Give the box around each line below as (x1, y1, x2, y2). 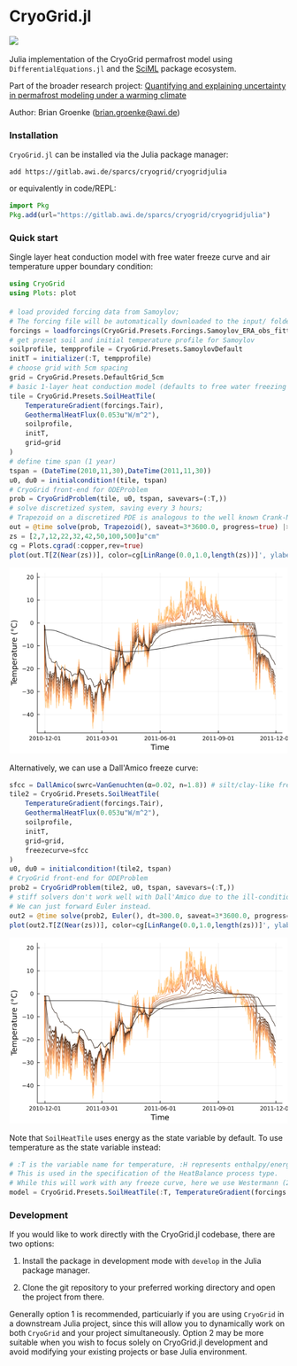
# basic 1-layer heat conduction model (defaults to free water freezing (9, 382, 287, 391)
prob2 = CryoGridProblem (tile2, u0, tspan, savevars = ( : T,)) (9, 884, 236, 893)
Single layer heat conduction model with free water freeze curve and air (9, 252, 271, 262)
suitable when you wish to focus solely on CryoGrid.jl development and (9, 1337, 268, 1348)
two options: (9, 1238, 55, 1249)
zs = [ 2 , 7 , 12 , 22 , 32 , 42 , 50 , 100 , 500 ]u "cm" (9, 532, 161, 541)
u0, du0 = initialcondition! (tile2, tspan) (9, 864, 172, 874)
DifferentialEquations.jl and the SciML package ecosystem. (9, 63, 237, 74)
